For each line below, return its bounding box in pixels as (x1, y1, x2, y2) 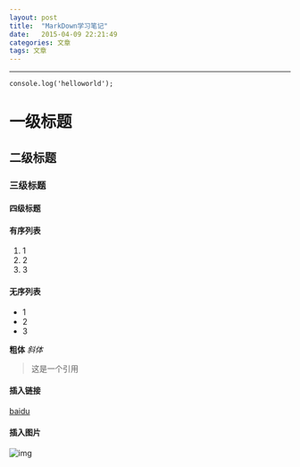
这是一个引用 (30, 363, 79, 374)
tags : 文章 (9, 47, 47, 55)
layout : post (9, 13, 58, 22)
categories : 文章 (9, 38, 71, 47)
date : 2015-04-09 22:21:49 (9, 30, 118, 38)
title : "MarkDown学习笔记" (9, 21, 109, 30)
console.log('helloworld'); (9, 80, 114, 89)
